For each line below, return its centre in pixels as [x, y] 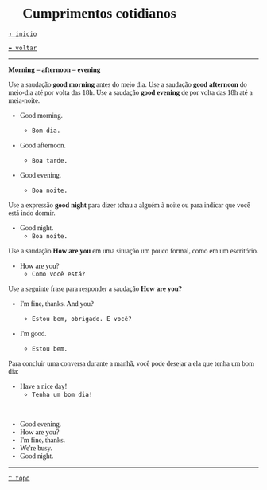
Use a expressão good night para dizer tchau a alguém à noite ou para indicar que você [129, 205]
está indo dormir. [32, 213]
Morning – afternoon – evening [54, 70]
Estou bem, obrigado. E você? [82, 319]
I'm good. [33, 333]
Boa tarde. [50, 160]
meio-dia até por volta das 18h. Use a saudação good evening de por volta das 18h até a [130, 92]
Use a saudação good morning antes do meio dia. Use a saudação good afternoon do [128, 84]
